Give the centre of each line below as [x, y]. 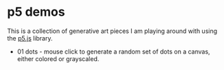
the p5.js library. [30, 38]
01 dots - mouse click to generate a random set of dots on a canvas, [114, 51]
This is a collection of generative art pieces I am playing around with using [112, 31]
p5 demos [36, 12]
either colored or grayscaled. [58, 58]
